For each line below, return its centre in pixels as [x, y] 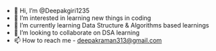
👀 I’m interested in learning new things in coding [82, 18]
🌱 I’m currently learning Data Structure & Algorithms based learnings [111, 25]
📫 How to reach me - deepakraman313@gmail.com [88, 40]
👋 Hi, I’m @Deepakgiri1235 [52, 11]
